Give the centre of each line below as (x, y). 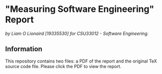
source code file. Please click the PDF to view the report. (63, 66)
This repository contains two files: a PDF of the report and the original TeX (81, 61)
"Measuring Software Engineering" (80, 9)
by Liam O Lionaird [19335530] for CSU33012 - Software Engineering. (77, 33)
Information (24, 49)
